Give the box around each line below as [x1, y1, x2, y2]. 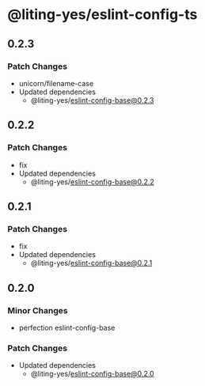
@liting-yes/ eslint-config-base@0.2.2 [30, 176, 155, 187]
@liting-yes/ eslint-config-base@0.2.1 [30, 259, 153, 268]
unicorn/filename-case [18, 78, 94, 88]
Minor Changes [7, 305, 68, 316]
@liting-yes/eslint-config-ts [7, 6, 198, 24]
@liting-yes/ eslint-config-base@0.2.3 [30, 95, 154, 104]
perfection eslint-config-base [18, 323, 116, 332]
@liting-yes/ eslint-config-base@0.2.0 [30, 369, 155, 379]
